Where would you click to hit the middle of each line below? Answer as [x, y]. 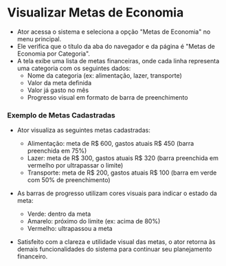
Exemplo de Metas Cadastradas [61, 115]
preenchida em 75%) [57, 151]
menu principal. [39, 38]
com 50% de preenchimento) [69, 180]
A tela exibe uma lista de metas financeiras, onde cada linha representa [118, 60]
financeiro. [32, 256]
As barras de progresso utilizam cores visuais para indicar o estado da [117, 193]
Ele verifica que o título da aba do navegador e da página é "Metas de [116, 46]
